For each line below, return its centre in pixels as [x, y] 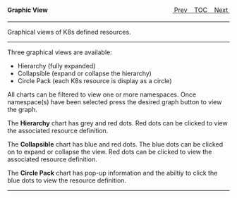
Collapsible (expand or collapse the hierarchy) [84, 73]
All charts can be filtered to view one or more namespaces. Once [102, 94]
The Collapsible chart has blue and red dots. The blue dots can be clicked [115, 144]
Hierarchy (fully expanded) [56, 66]
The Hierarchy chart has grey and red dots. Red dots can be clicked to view [117, 123]
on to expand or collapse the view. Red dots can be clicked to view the [110, 152]
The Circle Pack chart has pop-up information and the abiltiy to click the [113, 173]
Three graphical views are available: [60, 52]
